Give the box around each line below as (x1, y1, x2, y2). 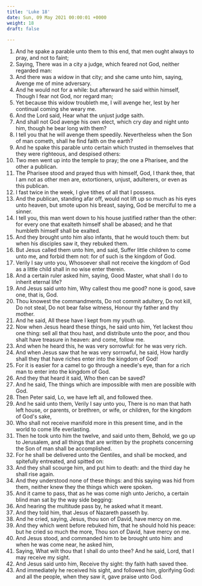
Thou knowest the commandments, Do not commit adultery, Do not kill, (15, 298, 192, 305)
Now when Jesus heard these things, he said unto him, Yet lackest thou (15, 323, 193, 330)
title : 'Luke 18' (7, 8, 50, 15)
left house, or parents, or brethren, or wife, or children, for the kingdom (15, 406, 192, 414)
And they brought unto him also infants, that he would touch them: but (15, 233, 189, 241)
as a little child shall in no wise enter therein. (15, 266, 126, 273)
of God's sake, (15, 413, 52, 420)
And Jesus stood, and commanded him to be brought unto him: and (15, 535, 183, 542)
